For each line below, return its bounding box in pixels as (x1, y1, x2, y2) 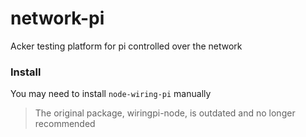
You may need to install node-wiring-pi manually (10, 88, 212, 100)
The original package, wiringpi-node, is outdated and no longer (34, 107, 296, 119)
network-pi (10, 7, 105, 30)
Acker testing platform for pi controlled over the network (10, 40, 243, 52)
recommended (34, 118, 96, 130)
